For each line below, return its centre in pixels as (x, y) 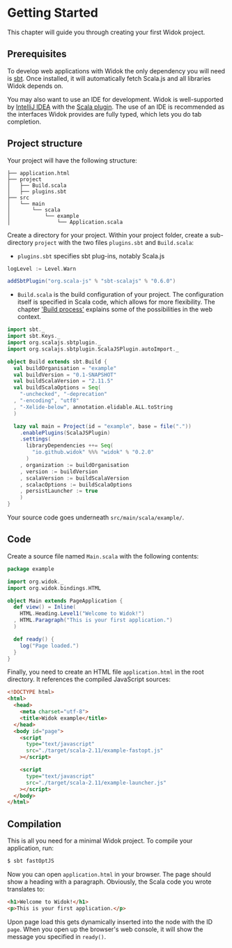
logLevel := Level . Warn (42, 269)
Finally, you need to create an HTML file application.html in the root (106, 672)
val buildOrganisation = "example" (65, 368)
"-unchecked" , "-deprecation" (64, 394)
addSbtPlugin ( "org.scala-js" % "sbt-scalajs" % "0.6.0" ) (92, 281)
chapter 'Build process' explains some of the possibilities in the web (115, 309)
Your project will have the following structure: (72, 160)
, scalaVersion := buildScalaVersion (75, 478)
